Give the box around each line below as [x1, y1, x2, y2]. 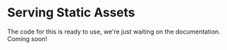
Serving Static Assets [7, 5, 136, 21]
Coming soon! [7, 34, 47, 42]
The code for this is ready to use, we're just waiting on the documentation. [7, 27, 221, 36]
